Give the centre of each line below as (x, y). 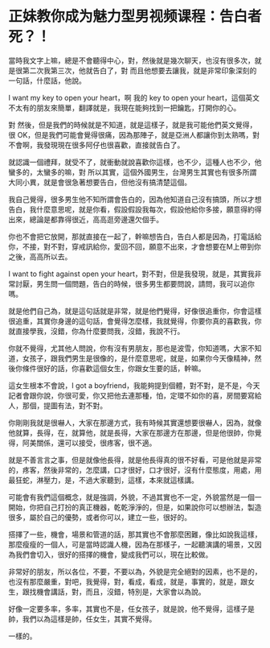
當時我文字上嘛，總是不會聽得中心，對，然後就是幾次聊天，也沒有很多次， (131, 60)
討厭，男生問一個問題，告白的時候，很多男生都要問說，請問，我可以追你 (135, 283)
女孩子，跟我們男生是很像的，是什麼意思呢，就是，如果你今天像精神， (138, 358)
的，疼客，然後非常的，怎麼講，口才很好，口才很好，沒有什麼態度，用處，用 (135, 470)
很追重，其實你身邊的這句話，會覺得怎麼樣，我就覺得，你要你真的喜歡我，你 (135, 321)
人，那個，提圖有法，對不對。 (57, 405)
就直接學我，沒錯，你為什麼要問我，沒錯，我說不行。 (96, 331)
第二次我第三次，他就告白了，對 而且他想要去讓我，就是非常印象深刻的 (139, 70)
